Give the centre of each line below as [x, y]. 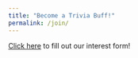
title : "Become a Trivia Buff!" [61, 15]
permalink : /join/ [38, 23]
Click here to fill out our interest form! [69, 45]
